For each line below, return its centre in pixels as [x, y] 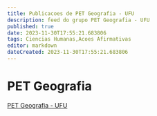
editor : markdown [32, 46]
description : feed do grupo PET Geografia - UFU [78, 20]
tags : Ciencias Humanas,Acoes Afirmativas [69, 39]
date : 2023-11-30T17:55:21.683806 [57, 33]
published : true [30, 26]
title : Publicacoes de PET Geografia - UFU [71, 13]
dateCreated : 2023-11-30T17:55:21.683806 [68, 52]
